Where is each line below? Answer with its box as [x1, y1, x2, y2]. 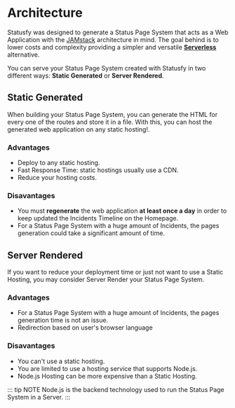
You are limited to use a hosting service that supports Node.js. [17, 364, 198, 372]
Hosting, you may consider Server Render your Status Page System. [7, 275, 205, 284]
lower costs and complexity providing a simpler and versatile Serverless [7, 43, 217, 51]
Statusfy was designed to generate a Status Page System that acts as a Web [7, 28, 229, 36]
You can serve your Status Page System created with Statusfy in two [7, 64, 206, 72]
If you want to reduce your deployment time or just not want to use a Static [7, 268, 224, 276]
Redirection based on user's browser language [17, 323, 153, 332]
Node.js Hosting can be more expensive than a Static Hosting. [17, 372, 197, 380]
